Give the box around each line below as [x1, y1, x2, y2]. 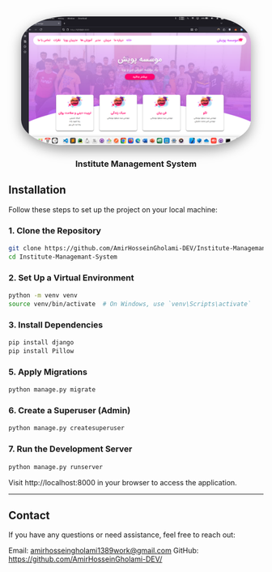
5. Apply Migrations [8, 366, 87, 378]
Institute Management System [75, 158, 197, 169]
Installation [8, 183, 66, 197]
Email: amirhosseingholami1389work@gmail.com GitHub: [8, 546, 199, 556]
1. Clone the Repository [8, 224, 101, 236]
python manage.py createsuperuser [8, 425, 125, 433]
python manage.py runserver [8, 463, 104, 471]
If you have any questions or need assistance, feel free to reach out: [8, 530, 236, 540]
